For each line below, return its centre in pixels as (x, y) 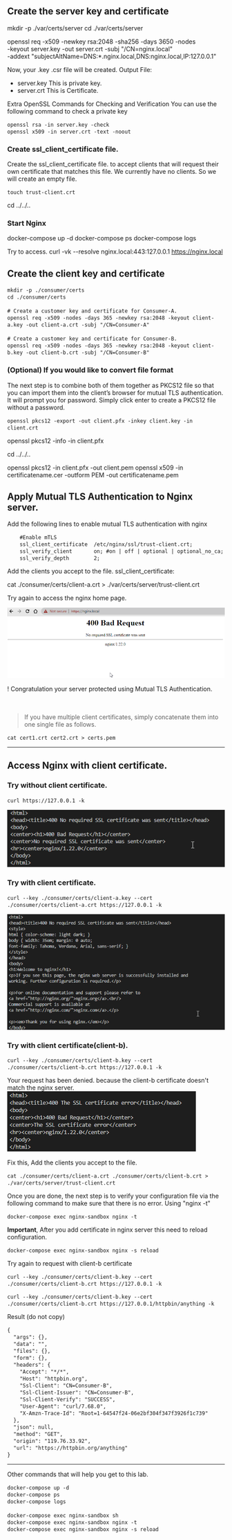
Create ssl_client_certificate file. (63, 149)
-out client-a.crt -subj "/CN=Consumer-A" (87, 325)
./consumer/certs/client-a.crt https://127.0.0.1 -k (85, 905)
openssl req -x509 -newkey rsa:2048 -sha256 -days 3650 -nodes (101, 42)
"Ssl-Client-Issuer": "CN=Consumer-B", (77, 1393)
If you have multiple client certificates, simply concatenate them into (121, 717)
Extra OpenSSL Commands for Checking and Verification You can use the (112, 104)
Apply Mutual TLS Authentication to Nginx (100, 496)
